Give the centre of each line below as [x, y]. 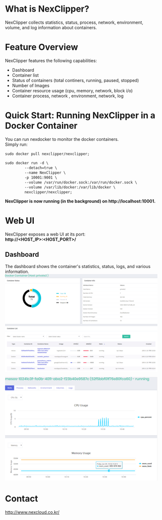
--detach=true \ [41, 168]
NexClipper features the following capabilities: [51, 60]
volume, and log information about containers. [51, 27]
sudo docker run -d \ [27, 163]
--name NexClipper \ [45, 173]
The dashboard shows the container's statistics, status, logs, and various [78, 266]
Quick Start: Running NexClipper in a [80, 116]
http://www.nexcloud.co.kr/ [32, 512]
